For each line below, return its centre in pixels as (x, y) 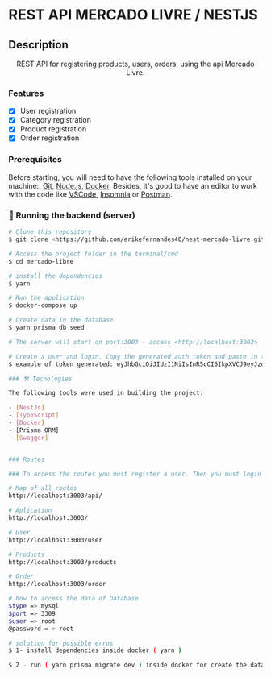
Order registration (50, 138)
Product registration (53, 129)
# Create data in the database (61, 320)
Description (38, 45)
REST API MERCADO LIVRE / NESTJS (133, 15)
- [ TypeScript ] (34, 415)
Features (26, 93)
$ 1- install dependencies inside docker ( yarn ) (95, 650)
